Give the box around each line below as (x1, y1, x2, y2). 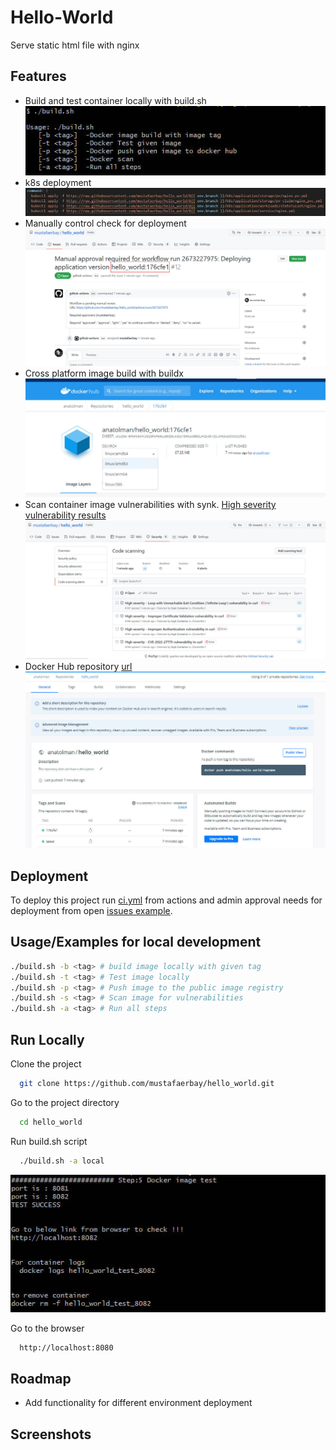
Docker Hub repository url (24, 661, 133, 673)
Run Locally (10, 1031, 85, 1048)
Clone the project (10, 1057, 82, 1070)
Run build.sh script (10, 1135, 88, 1147)
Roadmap (10, 1370, 72, 1387)
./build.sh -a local (19, 1156, 105, 1166)
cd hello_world (19, 1117, 83, 1127)
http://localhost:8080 (19, 1342, 114, 1353)
